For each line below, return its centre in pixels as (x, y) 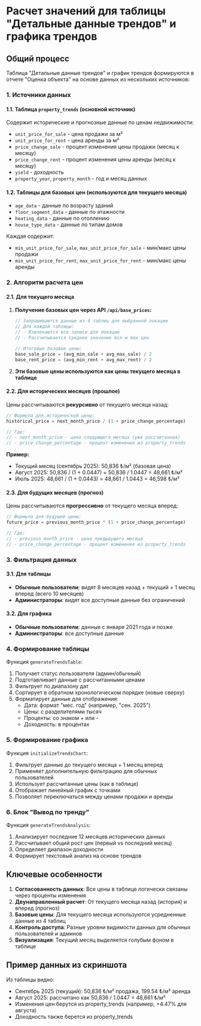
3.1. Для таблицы (29, 574)
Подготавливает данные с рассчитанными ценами (80, 680)
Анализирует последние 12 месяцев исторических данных (90, 836)
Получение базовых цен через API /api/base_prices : (83, 310)
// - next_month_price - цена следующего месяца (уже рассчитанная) (93, 438)
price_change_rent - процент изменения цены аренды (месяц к (95, 159)
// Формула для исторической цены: (51, 415)
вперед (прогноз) (37, 908)
